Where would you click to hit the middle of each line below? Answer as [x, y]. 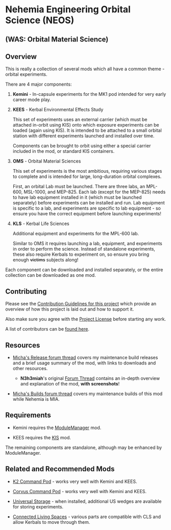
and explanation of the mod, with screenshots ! [70, 384]
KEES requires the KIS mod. [42, 437]
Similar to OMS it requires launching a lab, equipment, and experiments [87, 243]
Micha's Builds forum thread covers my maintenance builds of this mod [88, 394]
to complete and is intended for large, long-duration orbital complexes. [87, 177]
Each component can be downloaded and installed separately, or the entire [84, 270]
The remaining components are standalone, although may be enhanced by [84, 447]
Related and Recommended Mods [60, 469]
